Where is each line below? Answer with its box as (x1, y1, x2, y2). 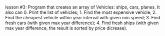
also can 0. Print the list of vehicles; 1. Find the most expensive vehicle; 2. (5, 9, 157, 15)
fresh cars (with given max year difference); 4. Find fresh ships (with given (5, 20, 159, 26)
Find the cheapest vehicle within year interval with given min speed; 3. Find (5, 15, 160, 20)
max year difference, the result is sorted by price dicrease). (5, 25, 127, 31)
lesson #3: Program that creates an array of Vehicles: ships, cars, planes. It (5, 4, 160, 10)
